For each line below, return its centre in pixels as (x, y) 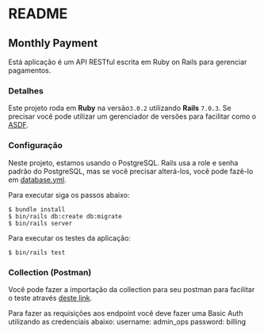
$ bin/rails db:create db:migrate (65, 216)
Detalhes (26, 90)
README (38, 14)
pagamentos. (30, 70)
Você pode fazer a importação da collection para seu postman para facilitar (132, 289)
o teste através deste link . (50, 298)
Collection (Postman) (50, 272)
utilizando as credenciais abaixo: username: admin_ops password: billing (127, 321)
